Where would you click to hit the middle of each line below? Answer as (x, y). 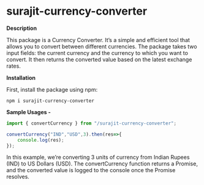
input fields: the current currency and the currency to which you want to (97, 53)
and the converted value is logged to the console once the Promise (91, 170)
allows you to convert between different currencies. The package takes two (102, 46)
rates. (14, 66)
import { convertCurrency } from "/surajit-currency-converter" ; (91, 123)
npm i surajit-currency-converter (51, 101)
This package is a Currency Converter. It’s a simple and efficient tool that (98, 40)
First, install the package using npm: (52, 89)
